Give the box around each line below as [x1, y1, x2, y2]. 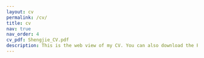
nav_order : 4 [6, 31, 39, 37]
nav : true [6, 25, 32, 32]
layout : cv [6, 8, 34, 15]
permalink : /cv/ [6, 14, 47, 21]
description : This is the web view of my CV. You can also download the [6, 43, 194, 49]
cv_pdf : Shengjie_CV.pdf [6, 37, 69, 43]
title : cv [6, 20, 32, 26]
